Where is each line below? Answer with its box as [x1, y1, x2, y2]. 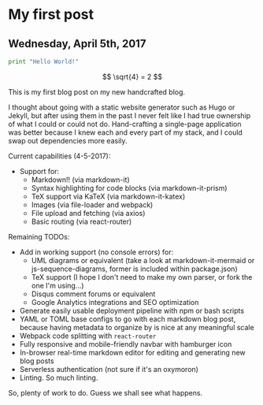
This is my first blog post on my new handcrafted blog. [8, 87, 186, 96]
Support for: [19, 166, 60, 176]
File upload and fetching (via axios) [31, 208, 146, 217]
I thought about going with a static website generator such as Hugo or [8, 102, 235, 112]
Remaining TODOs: [8, 232, 70, 241]
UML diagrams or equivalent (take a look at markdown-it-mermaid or [31, 255, 255, 265]
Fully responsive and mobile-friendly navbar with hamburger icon [19, 339, 232, 348]
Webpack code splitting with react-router [19, 331, 157, 340]
